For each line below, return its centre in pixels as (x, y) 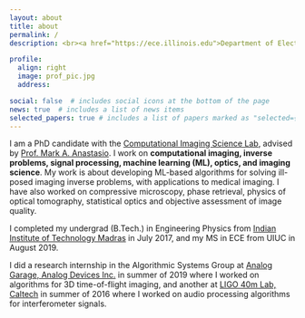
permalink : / (34, 34)
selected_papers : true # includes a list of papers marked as (129, 118)
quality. (23, 211)
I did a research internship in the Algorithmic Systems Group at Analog (141, 265)
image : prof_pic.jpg (56, 77)
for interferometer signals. (58, 304)
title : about (34, 26)
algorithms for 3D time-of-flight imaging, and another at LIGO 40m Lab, (143, 284)
